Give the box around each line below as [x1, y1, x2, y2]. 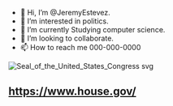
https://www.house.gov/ [8, 85, 136, 99]
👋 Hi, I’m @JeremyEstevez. [19, 8, 111, 17]
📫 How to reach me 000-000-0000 [19, 43, 141, 52]
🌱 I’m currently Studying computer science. [19, 25, 166, 34]
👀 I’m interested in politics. [19, 16, 109, 26]
